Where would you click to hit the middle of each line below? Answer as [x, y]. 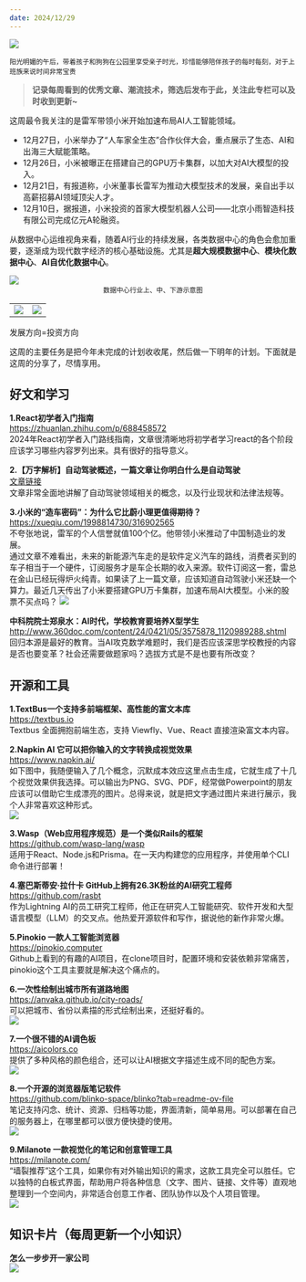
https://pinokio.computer [56, 948]
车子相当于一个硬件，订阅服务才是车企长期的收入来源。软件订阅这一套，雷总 [153, 568]
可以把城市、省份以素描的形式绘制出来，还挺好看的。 [109, 1011]
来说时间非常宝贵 [49, 71]
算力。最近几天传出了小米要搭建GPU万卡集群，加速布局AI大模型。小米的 [146, 591]
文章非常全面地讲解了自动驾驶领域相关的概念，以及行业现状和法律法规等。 [149, 493]
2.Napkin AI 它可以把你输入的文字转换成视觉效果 [101, 750]
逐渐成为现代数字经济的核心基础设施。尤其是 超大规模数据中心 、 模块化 [157, 250]
